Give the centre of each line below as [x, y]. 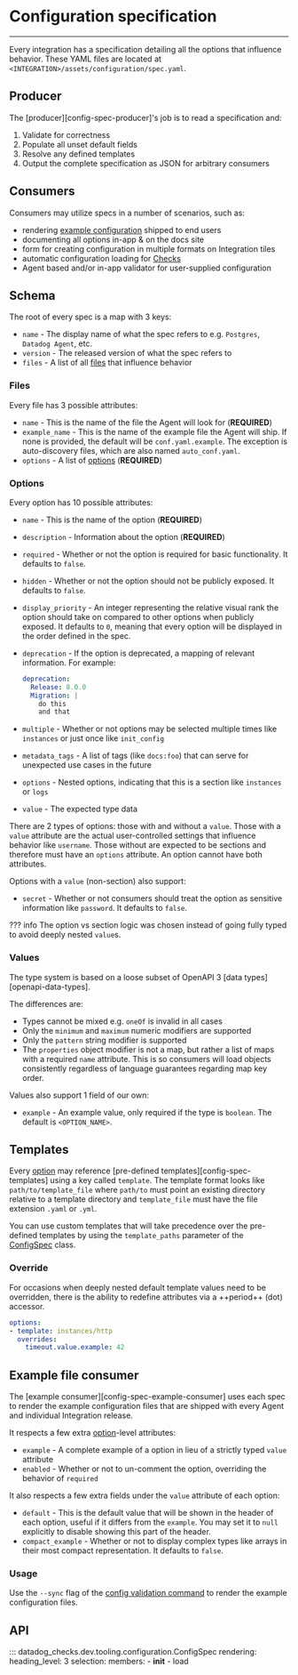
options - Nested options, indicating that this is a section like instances [152, 782]
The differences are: [46, 1003]
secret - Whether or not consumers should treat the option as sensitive [152, 898]
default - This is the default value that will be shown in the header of [148, 1513]
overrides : [37, 1339]
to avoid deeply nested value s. [65, 935]
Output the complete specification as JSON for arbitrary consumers [146, 163]
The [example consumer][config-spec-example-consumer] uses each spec [147, 1397]
